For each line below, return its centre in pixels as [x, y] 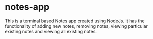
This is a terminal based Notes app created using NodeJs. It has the [75, 21]
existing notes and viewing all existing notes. [51, 31]
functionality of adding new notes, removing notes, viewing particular [77, 26]
